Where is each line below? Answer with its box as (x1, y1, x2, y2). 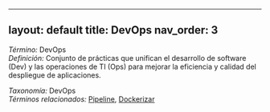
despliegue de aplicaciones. (8, 70, 102, 80)
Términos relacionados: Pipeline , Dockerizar (8, 94, 155, 104)
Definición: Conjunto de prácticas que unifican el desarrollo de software (8, 53, 247, 62)
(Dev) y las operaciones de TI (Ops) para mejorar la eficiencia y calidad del (8, 62, 257, 71)
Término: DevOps (8, 45, 67, 54)
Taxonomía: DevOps (8, 86, 76, 95)
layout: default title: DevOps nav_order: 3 (8, 23, 219, 37)
